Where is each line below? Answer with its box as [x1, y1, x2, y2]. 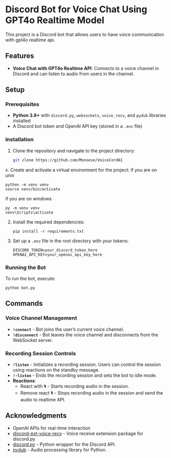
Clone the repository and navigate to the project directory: [12, 147, 135, 154]
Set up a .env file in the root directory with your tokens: [12, 238, 129, 244]
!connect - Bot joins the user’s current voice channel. [12, 326, 124, 332]
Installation [5, 136, 34, 143]
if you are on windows [5, 195, 52, 201]
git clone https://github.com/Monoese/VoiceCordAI [12, 157, 123, 163]
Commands [5, 299, 43, 308]
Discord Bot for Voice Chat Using [5, 4, 148, 15]
